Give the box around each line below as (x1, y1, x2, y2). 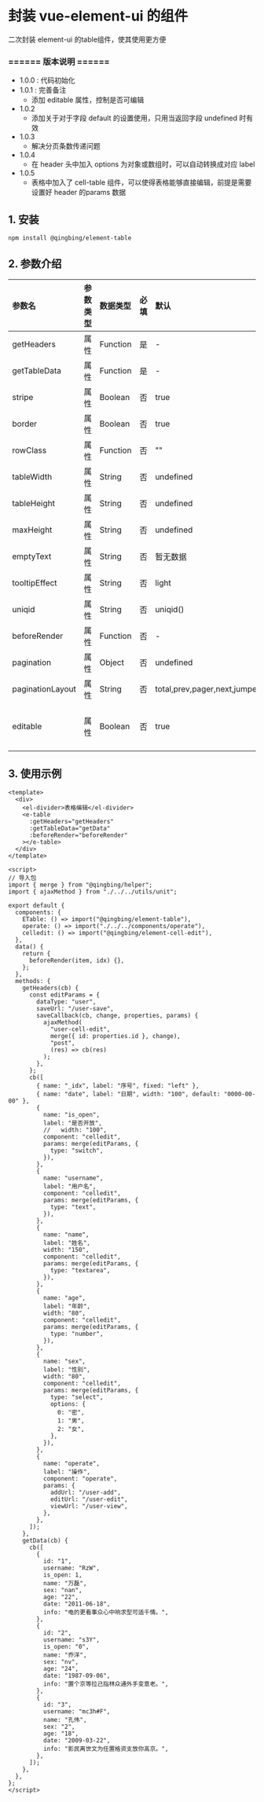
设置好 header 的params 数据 (31, 188, 126, 197)
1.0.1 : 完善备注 (19, 86, 67, 95)
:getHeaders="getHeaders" (28, 817, 114, 825)
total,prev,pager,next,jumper (155, 683, 261, 694)
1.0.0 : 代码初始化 (19, 75, 76, 85)
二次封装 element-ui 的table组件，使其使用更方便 (8, 35, 167, 44)
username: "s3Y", (42, 1635, 101, 1643)
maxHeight (12, 524, 53, 535)
